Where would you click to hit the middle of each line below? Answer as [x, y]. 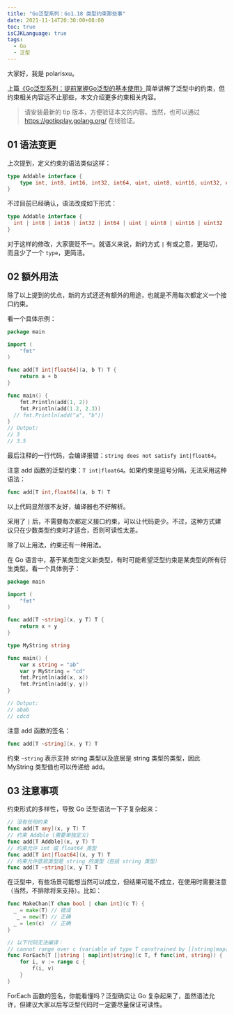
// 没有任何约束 [28, 822]
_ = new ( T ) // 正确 [44, 917]
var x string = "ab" [49, 665]
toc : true [22, 27]
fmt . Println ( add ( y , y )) [54, 684]
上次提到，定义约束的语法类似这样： [59, 163]
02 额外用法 [33, 277]
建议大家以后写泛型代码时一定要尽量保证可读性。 [95, 1005]
